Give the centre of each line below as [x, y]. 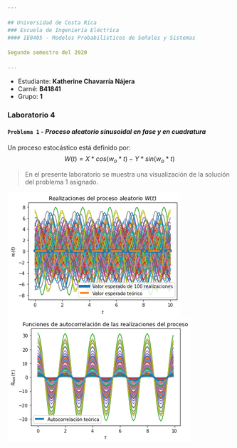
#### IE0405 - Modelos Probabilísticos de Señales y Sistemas [101, 38]
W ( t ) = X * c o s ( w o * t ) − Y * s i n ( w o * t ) [120, 160]
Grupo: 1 [30, 96]
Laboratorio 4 [31, 115]
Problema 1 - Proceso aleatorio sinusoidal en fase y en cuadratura [107, 132]
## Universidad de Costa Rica [52, 22]
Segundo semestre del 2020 [47, 53]
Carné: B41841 [39, 88]
